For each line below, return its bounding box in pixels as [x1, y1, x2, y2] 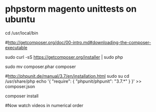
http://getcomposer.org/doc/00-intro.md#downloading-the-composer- [7, 39, 151, 45]
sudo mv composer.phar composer [5, 64, 76, 69]
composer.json [5, 83, 35, 89]
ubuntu [5, 14, 35, 25]
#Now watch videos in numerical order [5, 102, 83, 108]
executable [5, 45, 28, 50]
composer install [5, 93, 39, 99]
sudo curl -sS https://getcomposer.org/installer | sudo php [5, 54, 124, 60]
